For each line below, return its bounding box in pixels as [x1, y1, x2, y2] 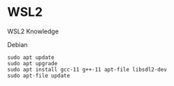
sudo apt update [7, 53, 55, 61]
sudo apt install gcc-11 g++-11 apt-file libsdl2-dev [7, 66, 168, 73]
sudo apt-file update [7, 72, 71, 79]
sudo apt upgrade [7, 60, 58, 67]
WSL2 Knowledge [7, 27, 59, 35]
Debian [7, 40, 28, 49]
